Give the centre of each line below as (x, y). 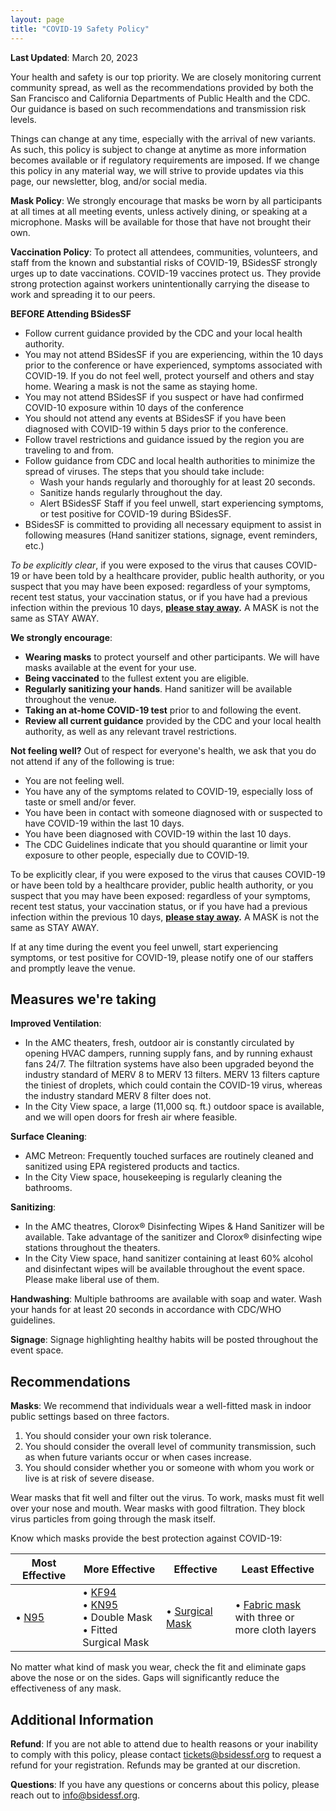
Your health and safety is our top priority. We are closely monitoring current (166, 77)
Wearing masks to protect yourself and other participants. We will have (172, 657)
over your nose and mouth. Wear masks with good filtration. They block (158, 1508)
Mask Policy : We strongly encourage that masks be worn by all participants (166, 200)
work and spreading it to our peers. (83, 294)
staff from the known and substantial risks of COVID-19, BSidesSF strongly (164, 262)
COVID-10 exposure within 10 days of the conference (134, 407)
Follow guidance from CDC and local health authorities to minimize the (170, 460)
